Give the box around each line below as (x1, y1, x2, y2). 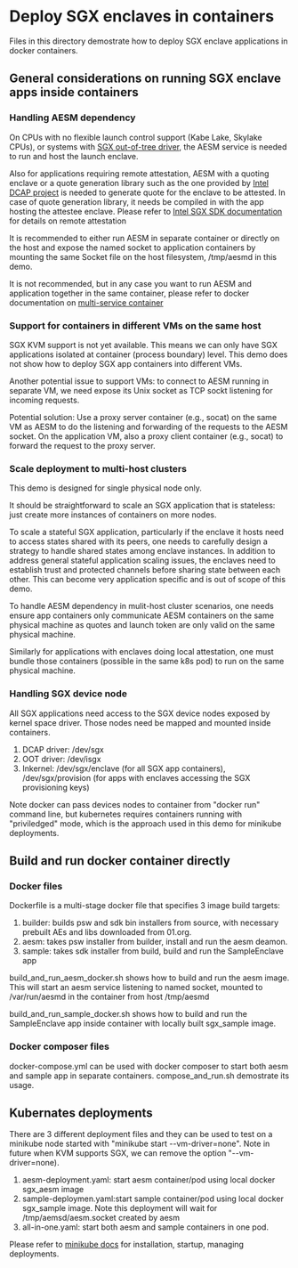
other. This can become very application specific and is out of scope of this (9, 574, 286, 585)
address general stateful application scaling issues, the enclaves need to (9, 555, 276, 566)
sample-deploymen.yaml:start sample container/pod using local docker (21, 1193, 285, 1204)
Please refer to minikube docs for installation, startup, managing (9, 1240, 245, 1250)
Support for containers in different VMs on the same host (9, 319, 262, 331)
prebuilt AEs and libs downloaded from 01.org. (21, 927, 192, 938)
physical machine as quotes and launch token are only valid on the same (9, 620, 276, 630)
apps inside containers (9, 85, 140, 100)
